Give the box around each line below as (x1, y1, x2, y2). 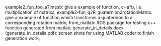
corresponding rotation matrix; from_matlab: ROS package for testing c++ (5, 20, 157, 25)
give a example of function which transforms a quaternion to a (5, 15, 133, 20)
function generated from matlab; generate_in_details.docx (5, 25, 124, 31)
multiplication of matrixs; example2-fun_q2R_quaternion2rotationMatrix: (5, 9, 153, 15)
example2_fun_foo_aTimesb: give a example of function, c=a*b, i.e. (5, 4, 143, 10)
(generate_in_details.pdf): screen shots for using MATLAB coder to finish (5, 30, 154, 36)
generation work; (5, 35, 40, 41)
